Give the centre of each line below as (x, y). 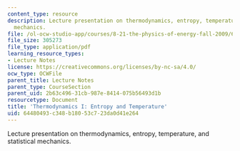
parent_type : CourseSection (49, 87)
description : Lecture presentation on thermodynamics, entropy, (105, 21)
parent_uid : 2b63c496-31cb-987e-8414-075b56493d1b (84, 93)
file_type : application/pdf (49, 47)
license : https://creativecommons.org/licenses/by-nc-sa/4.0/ (102, 67)
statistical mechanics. (39, 141)
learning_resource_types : (46, 54)
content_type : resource (43, 14)
